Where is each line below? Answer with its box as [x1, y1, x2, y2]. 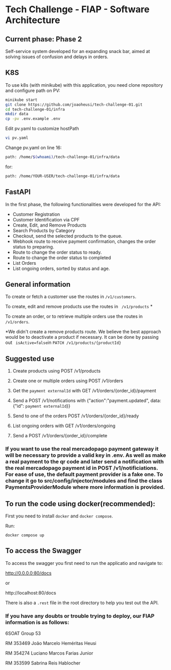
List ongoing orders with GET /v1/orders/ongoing [12, 423, 116, 429]
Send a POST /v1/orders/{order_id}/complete [12, 433, 108, 439]
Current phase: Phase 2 [5, 35, 82, 43]
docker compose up [5, 532, 44, 538]
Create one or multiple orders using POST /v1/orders [12, 378, 124, 384]
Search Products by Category [12, 227, 76, 233]
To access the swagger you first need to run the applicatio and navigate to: [5, 560, 163, 566]
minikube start [5, 97, 38, 103]
